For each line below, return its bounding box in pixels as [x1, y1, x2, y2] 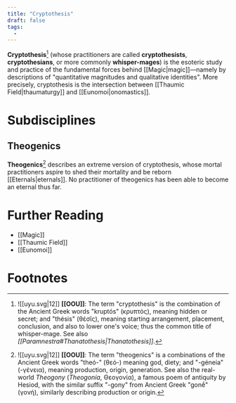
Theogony [35, 373, 65, 382]
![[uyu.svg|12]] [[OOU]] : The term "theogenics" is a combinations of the [17, 351, 225, 359]
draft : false [7, 17, 46, 24]
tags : [7, 23, 23, 30]
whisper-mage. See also [17, 330, 88, 338]
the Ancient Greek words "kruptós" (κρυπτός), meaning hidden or [17, 307, 208, 316]
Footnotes [7, 270, 68, 286]
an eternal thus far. [7, 182, 62, 191]
